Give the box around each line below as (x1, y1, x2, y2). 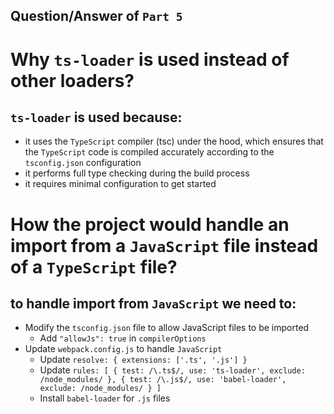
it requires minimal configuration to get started (24, 178, 217, 190)
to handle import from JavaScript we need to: (10, 295, 297, 312)
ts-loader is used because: (10, 109, 183, 126)
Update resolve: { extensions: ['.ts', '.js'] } (39, 354, 248, 366)
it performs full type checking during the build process (24, 167, 250, 179)
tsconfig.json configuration (24, 157, 142, 169)
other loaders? (10, 69, 135, 92)
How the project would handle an (10, 213, 290, 236)
